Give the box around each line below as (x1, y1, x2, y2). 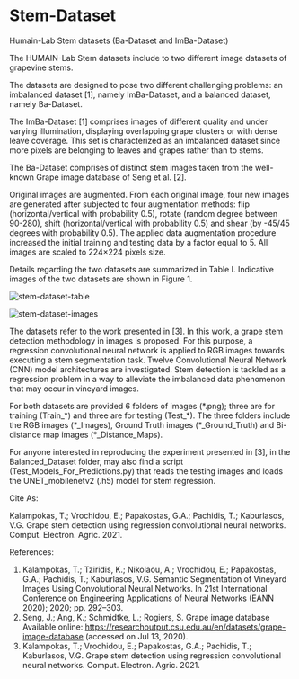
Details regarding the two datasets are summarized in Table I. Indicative (9, 264, 274, 274)
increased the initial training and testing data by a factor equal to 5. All (9, 237, 268, 247)
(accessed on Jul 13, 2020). (84, 630, 189, 641)
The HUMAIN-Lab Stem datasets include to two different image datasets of (9, 52, 287, 63)
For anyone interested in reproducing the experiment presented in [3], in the (9, 446, 291, 457)
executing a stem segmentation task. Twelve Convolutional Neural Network (9, 354, 287, 365)
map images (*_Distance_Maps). (43, 429, 163, 440)
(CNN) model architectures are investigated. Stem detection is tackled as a (9, 363, 286, 374)
